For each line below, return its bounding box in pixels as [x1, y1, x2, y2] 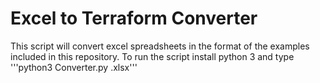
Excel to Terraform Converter [10, 7, 258, 30]
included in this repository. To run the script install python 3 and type [10, 50, 295, 62]
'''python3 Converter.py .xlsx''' [10, 61, 138, 73]
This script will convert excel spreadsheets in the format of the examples [10, 40, 310, 52]
